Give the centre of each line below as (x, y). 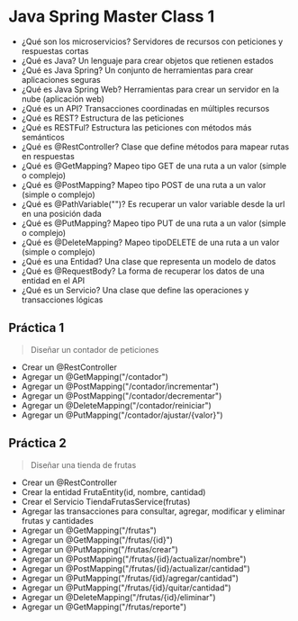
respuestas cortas (55, 50)
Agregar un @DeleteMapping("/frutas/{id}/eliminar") (119, 597)
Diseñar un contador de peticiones (95, 349)
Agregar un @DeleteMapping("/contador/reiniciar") (117, 405)
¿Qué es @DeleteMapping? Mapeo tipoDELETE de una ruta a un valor (150, 242)
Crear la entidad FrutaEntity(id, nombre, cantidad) (113, 491)
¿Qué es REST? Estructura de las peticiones (103, 118)
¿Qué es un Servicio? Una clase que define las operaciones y (135, 290)
